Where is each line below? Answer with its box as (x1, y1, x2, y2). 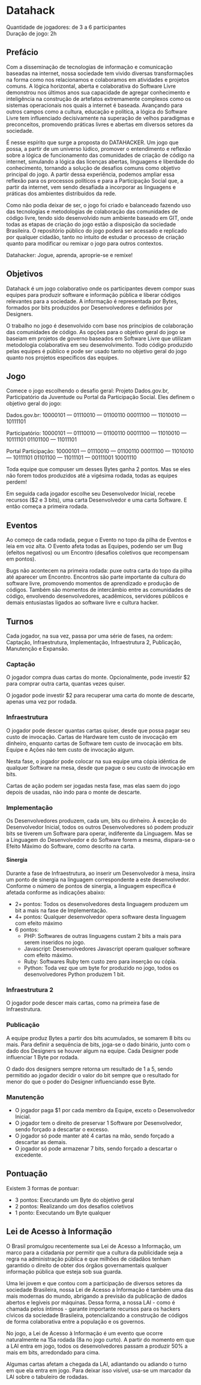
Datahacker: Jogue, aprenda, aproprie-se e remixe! (6, 251, 133, 258)
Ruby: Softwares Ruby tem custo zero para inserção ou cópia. (23, 958, 177, 965)
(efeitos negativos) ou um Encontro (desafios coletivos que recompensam (6, 549, 190, 556)
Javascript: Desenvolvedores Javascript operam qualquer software (23, 945, 190, 952)
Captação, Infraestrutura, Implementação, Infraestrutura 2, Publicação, (6, 639, 182, 646)
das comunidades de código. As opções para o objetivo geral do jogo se (6, 328, 186, 335)
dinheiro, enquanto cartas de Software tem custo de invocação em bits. (6, 740, 183, 747)
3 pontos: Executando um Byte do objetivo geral (14, 1196, 134, 1204)
